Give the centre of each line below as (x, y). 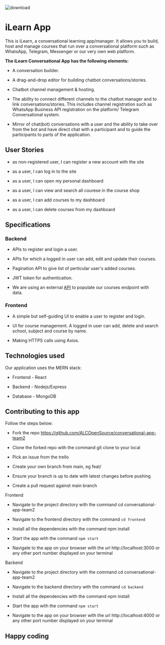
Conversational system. (36, 114)
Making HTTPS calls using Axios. (46, 340)
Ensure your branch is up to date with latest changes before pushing (81, 476)
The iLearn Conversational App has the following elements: (67, 61)
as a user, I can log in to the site (44, 171)
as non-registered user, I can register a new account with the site (78, 161)
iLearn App (28, 27)
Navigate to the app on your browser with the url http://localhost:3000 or (86, 548)
